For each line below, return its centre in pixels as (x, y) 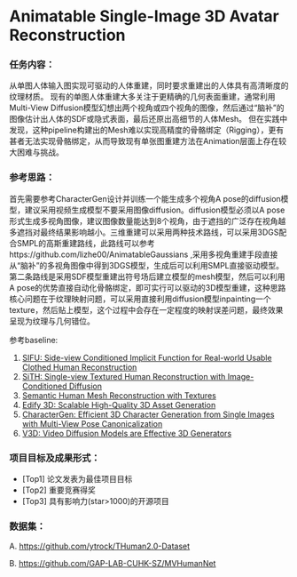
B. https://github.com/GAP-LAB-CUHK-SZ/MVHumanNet (113, 564)
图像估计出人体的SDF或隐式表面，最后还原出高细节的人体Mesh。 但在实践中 (148, 119)
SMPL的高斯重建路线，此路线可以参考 (86, 243)
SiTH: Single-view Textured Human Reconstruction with (124, 376)
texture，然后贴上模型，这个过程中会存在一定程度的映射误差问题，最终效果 (146, 309)
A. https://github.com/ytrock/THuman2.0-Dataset (100, 546)
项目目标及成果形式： (55, 458)
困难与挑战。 (40, 152)
